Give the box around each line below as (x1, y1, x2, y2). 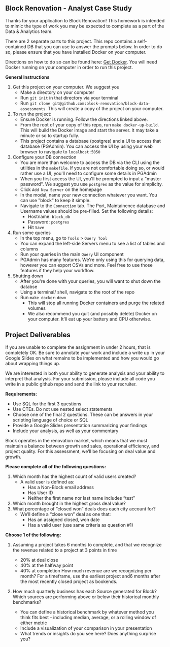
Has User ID (27, 490, 53, 496)
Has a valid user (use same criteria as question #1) (27, 522, 133, 528)
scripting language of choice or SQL (12, 416, 89, 423)
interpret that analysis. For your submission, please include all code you (5, 375, 155, 381)
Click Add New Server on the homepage (20, 186, 103, 192)
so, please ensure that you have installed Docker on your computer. (5, 49, 147, 55)
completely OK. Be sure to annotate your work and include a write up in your (5, 349, 165, 355)
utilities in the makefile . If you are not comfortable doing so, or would (20, 165, 165, 171)
